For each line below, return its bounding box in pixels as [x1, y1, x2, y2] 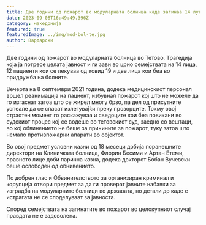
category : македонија [6, 20, 62, 26]
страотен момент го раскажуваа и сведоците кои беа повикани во [6, 111, 182, 119]
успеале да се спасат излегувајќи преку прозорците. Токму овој [6, 105, 177, 112]
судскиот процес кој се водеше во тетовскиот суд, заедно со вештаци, [6, 118, 193, 125]
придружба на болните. [6, 74, 69, 81]
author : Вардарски [6, 37, 53, 43]
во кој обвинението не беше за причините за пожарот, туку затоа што [6, 125, 190, 131]
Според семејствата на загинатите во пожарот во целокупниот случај [6, 205, 191, 213]
